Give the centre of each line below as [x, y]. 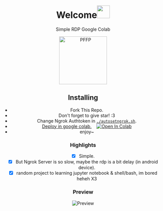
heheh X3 [87, 179]
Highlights [83, 145]
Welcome [77, 15]
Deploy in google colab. [67, 126]
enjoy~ [87, 132]
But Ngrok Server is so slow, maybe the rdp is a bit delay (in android [87, 162]
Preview [83, 192]
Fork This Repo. [87, 110]
